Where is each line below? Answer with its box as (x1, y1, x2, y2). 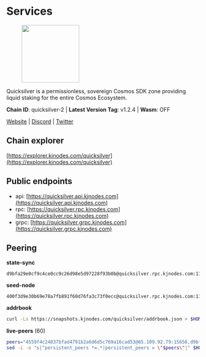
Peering (6, 242, 37, 253)
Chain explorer (6, 136, 64, 146)
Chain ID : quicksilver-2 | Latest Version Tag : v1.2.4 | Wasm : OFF (6, 106, 170, 113)
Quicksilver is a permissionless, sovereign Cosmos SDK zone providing (6, 87, 186, 94)
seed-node (6, 282, 36, 289)
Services (6, 4, 53, 18)
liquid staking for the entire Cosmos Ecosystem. (6, 94, 128, 101)
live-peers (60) (6, 327, 46, 335)
